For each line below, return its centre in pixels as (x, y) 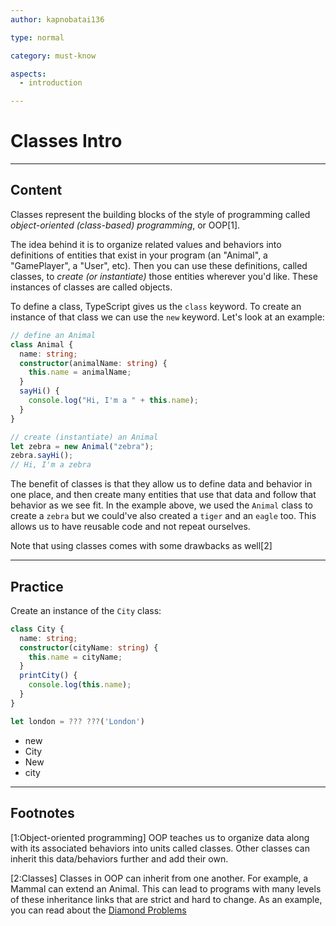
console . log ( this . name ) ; (80, 685)
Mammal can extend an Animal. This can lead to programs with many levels (166, 888)
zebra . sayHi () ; (42, 456)
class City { (37, 629)
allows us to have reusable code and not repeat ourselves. (130, 527)
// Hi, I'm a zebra (51, 465)
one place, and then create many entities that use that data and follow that (163, 495)
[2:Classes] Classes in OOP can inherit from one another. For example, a (159, 878)
